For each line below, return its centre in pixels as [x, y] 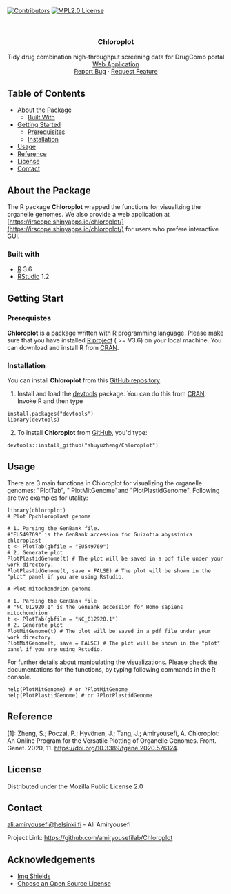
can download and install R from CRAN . [63, 347]
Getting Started [39, 125]
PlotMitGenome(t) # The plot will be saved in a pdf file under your [109, 632]
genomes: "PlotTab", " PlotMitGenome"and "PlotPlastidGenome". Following [113, 491]
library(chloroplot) [37, 511]
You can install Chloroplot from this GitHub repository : [84, 380]
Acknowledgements [51, 859]
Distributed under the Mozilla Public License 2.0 [75, 786]
